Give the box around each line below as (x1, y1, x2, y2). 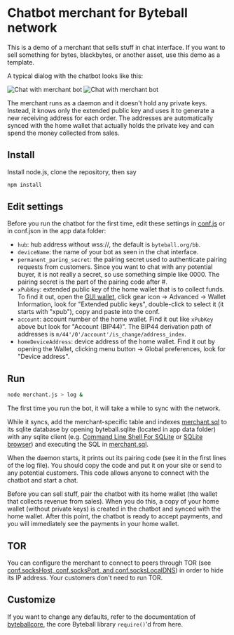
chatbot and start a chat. (7, 476, 78, 485)
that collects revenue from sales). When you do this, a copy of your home (7, 497, 219, 506)
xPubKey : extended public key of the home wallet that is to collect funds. (17, 285, 225, 294)
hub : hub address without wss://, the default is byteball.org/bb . (17, 240, 201, 249)
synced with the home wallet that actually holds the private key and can (7, 121, 214, 129)
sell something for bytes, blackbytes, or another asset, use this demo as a (7, 51, 221, 59)
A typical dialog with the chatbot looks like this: (7, 72, 144, 80)
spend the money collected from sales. (7, 129, 120, 137)
